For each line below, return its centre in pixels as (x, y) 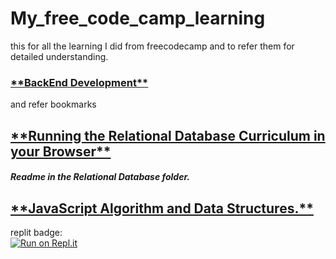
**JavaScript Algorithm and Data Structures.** (162, 208)
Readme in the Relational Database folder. (100, 177)
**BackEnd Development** (79, 82)
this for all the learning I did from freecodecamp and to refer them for (152, 46)
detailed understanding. (59, 56)
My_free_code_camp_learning (138, 18)
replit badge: (36, 233)
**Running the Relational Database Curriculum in (168, 135)
